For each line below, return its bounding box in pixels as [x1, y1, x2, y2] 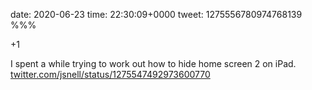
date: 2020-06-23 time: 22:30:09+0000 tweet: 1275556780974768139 [10, 9, 303, 20]
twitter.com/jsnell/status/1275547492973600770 [10, 69, 211, 80]
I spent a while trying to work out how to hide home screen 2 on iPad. [10, 58, 297, 69]
